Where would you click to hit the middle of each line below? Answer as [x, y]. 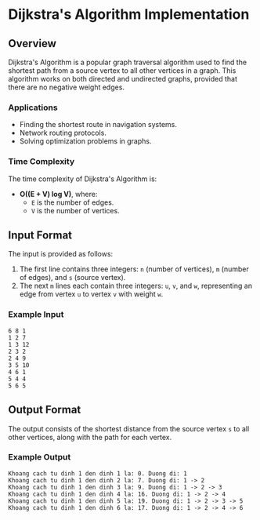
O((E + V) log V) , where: [58, 194]
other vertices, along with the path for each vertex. [90, 437]
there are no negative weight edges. [67, 87]
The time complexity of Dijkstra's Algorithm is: [83, 179]
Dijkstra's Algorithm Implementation [129, 15]
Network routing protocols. [63, 133]
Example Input [36, 315]
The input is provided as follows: [61, 254]
